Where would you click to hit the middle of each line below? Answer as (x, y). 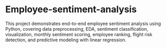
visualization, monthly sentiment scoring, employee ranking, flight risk (79, 34)
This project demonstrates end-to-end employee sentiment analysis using (83, 23)
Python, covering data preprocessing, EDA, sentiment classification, (77, 29)
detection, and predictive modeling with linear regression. (66, 40)
